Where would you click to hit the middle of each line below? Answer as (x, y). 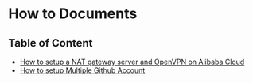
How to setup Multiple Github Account (82, 70)
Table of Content (51, 43)
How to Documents (73, 14)
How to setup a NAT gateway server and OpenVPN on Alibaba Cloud (132, 62)
